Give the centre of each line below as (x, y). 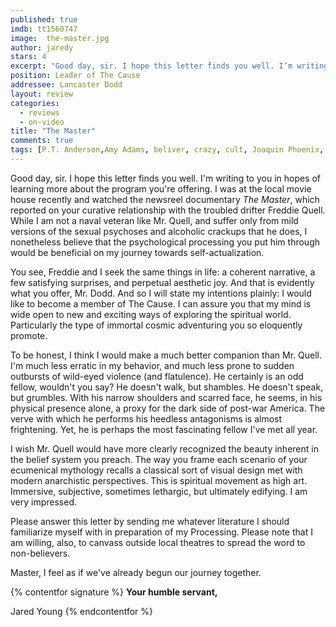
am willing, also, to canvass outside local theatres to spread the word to (158, 542)
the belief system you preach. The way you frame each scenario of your (159, 459)
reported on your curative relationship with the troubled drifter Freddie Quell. (168, 210)
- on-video (42, 122)
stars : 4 (28, 57)
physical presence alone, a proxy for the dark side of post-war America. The (168, 408)
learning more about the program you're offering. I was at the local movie (161, 188)
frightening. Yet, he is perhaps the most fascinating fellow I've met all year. (164, 429)
